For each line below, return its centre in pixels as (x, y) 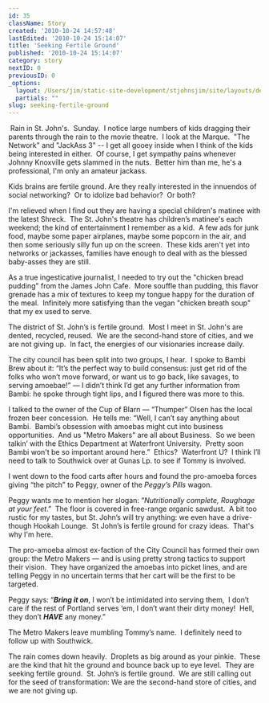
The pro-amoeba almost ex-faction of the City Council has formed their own (134, 550)
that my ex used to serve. (50, 312)
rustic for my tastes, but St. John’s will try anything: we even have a (119, 517)
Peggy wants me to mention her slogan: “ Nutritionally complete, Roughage (132, 501)
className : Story (37, 23)
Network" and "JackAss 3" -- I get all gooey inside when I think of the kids (131, 145)
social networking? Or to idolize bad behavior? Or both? (102, 195)
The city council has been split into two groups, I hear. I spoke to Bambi (127, 360)
